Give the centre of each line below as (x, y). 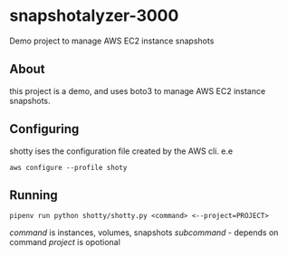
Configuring (44, 129)
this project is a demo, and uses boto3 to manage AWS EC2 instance (138, 90)
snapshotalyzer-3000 (94, 16)
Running (34, 195)
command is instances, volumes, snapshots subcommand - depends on (144, 232)
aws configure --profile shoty (68, 167)
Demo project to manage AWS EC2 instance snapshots (112, 41)
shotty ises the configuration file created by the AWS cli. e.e (121, 151)
